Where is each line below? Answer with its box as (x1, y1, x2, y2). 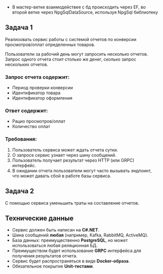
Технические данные (5, 214, 74, 222)
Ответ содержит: (5, 107, 48, 114)
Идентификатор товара (12, 90, 61, 96)
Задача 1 (5, 23, 33, 32)
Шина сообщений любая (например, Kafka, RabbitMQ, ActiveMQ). (12, 232, 148, 238)
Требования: (5, 136, 37, 143)
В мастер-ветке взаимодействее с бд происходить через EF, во (12, 4, 146, 10)
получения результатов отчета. (12, 253, 78, 259)
